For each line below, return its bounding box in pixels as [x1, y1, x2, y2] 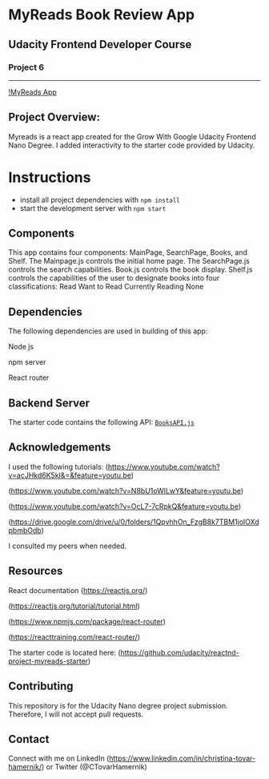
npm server [8, 357, 46, 367]
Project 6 [8, 62, 45, 73]
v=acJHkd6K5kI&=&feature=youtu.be [8, 470, 132, 480]
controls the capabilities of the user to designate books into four [8, 273, 220, 283]
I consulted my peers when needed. [8, 541, 127, 551]
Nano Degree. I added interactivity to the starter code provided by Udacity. [8, 140, 255, 150]
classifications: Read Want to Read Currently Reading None [8, 282, 204, 292]
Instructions [8, 168, 91, 186]
